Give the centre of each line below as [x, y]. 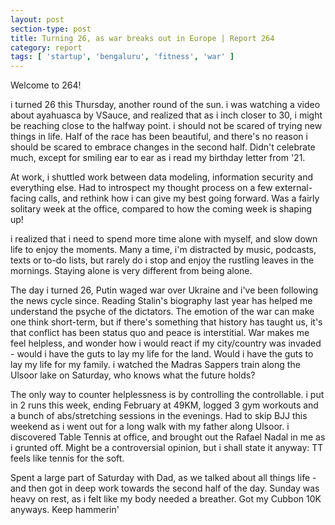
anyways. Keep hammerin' [65, 510]
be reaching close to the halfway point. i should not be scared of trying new [166, 126]
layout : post [37, 19]
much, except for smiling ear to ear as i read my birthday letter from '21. [158, 158]
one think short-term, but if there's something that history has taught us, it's [166, 322]
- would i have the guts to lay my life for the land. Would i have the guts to [162, 354]
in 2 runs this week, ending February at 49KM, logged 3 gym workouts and [164, 405]
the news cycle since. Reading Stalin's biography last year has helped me [161, 301]
